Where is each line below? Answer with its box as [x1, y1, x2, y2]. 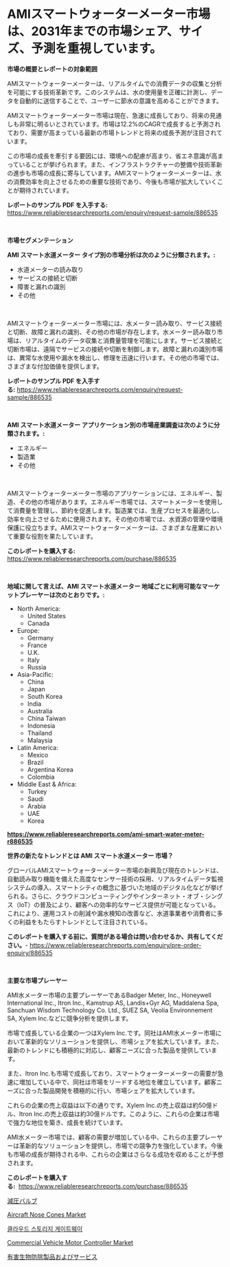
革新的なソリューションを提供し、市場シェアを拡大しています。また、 [25, 1037, 223, 1045]
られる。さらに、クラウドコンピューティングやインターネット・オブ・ [7, 892, 205, 900]
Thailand [27, 729, 53, 737]
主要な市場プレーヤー [7, 976, 67, 985]
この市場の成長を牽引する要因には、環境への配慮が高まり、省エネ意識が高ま [7, 151, 224, 160]
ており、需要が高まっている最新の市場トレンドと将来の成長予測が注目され [7, 128, 217, 136]
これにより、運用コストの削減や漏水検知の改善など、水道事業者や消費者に [7, 909, 218, 917]
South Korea [27, 692, 63, 700]
